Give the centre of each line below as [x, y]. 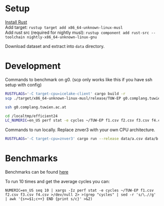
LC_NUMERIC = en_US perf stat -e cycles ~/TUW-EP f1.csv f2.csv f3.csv [77, 120]
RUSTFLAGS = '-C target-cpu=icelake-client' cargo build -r [65, 93]
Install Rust [16, 22]
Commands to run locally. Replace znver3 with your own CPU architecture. [80, 130]
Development [33, 66]
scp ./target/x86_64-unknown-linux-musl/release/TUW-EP [63, 98]
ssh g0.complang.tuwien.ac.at [36, 107]
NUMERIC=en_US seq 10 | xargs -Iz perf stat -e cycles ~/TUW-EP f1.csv [79, 191]
